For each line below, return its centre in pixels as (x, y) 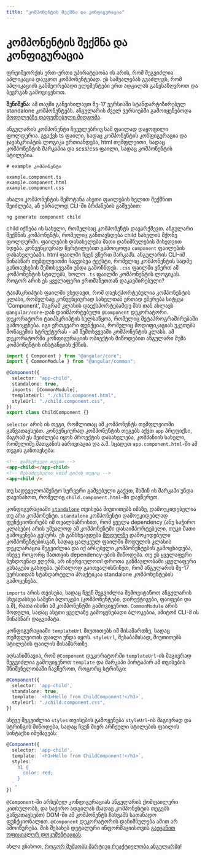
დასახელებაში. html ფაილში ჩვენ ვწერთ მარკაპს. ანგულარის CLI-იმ (96, 254)
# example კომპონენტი (34, 166)
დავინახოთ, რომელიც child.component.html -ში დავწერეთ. (83, 497)
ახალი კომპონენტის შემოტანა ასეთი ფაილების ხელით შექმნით (89, 199)
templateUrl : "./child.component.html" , (64, 395)
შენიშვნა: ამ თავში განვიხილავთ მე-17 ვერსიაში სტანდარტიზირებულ (96, 104)
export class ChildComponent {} (48, 413)
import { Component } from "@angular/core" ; (64, 356)
